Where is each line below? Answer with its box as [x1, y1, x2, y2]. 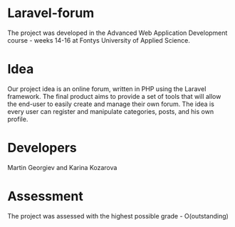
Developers [7, 140, 77, 156]
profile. [7, 115, 28, 123]
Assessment [7, 189, 83, 204]
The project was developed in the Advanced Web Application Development [7, 28, 228, 37]
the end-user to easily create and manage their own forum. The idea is [7, 100, 215, 108]
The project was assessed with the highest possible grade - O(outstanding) [7, 211, 229, 220]
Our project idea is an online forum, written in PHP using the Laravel [7, 84, 207, 93]
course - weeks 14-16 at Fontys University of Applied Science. [7, 36, 190, 44]
